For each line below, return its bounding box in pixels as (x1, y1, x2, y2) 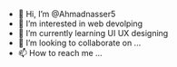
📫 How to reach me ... (17, 48, 103, 58)
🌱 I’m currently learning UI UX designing (17, 28, 169, 38)
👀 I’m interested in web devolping (17, 18, 143, 29)
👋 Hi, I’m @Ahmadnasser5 (17, 9, 116, 19)
